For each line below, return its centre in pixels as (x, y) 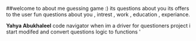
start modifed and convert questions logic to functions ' (74, 32)
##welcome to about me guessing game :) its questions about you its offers (98, 8)
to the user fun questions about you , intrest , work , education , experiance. (98, 14)
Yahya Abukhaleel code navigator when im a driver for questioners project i (98, 26)
